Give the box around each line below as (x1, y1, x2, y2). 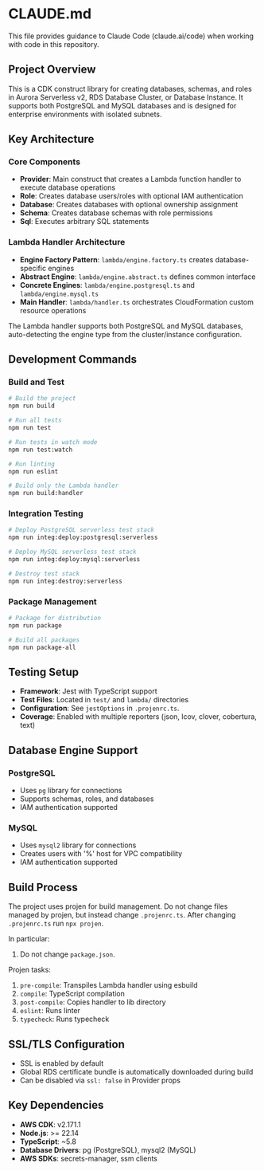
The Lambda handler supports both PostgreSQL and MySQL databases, (8, 320, 244, 331)
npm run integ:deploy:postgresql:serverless (8, 533, 158, 542)
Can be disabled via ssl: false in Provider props (19, 1075, 181, 1085)
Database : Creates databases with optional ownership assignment (19, 200, 239, 210)
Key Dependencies (8, 1098, 104, 1112)
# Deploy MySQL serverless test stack (8, 548, 137, 556)
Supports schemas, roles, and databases (19, 794, 154, 804)
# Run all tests (8, 416, 62, 425)
